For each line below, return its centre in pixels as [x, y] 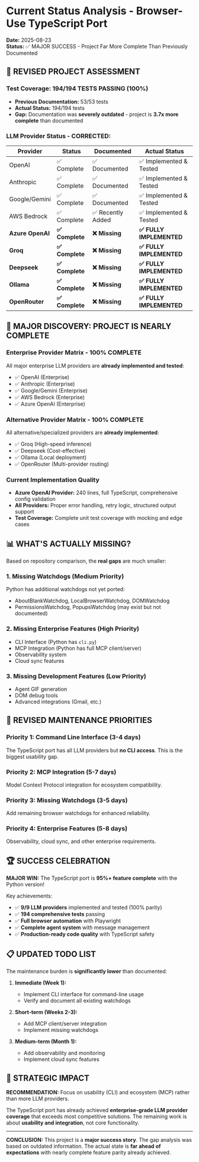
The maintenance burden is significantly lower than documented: [87, 971]
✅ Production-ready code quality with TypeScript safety [85, 934]
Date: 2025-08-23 [29, 40]
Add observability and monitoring [64, 1053]
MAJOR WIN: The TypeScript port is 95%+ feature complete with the [92, 878]
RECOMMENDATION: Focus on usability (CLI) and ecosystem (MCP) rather [98, 1092]
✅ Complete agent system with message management [82, 927]
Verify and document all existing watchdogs [77, 1001]
